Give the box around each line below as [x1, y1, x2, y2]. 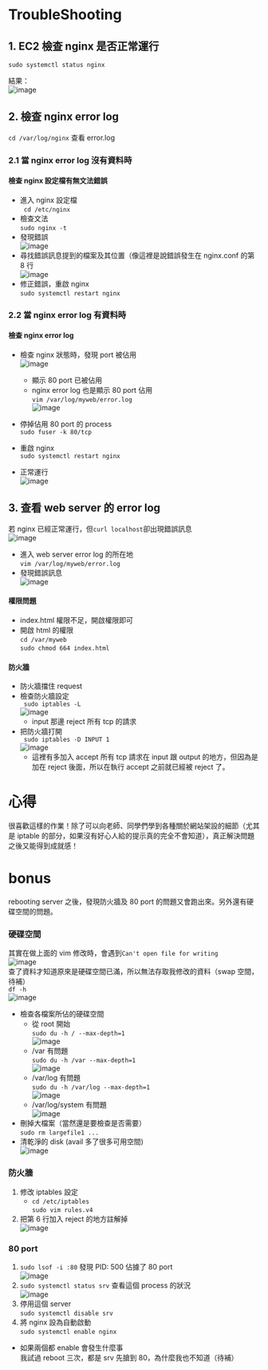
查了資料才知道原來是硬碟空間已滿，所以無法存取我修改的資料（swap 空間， [8, 967, 259, 976]
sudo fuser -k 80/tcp [19, 429, 92, 437]
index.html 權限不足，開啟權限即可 [19, 616, 134, 625]
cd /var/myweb [19, 636, 67, 644]
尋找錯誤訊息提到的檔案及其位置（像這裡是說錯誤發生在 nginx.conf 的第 [19, 250, 255, 260]
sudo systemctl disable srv [19, 1309, 113, 1318]
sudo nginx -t [19, 224, 67, 232]
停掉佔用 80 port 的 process [19, 419, 112, 429]
